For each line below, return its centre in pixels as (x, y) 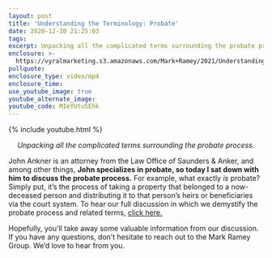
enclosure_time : (36, 84)
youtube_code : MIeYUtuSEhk (54, 106)
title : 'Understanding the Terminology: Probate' (94, 24)
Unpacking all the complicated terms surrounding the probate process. (136, 145)
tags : (17, 39)
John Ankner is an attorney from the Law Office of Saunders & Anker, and (131, 161)
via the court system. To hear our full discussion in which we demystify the (133, 204)
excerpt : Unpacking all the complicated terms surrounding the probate (132, 46)
